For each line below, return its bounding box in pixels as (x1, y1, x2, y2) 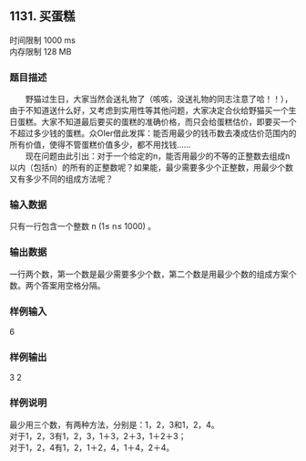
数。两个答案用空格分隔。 (9, 279, 106, 290)
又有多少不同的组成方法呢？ (9, 173, 114, 184)
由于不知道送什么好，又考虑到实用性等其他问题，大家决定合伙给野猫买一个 (9, 105, 289, 116)
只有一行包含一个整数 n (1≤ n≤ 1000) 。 (9, 221, 157, 232)
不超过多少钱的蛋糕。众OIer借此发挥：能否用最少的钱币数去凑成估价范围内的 (9, 128, 297, 139)
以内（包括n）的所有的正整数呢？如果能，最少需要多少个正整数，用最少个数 (9, 162, 294, 173)
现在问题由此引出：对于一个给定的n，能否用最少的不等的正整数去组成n (25, 151, 291, 162)
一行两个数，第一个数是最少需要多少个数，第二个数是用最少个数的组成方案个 (9, 268, 297, 279)
